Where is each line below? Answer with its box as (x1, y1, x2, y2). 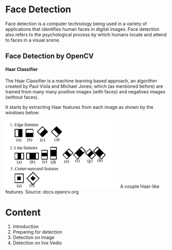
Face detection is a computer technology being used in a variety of (5, 21, 147, 27)
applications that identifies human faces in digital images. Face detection (5, 26, 160, 32)
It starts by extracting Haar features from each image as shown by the (5, 104, 154, 110)
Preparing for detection (12, 229, 63, 235)
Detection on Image (12, 235, 55, 241)
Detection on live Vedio (12, 240, 62, 246)
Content (5, 206, 41, 218)
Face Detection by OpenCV (5, 52, 94, 61)
